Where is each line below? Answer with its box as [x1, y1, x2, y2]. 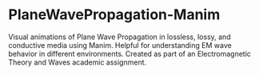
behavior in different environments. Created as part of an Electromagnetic [8, 49, 252, 58]
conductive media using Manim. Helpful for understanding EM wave [8, 40, 232, 49]
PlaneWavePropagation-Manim [8, 6, 221, 24]
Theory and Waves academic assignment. [8, 57, 147, 67]
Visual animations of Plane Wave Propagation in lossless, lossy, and [8, 32, 231, 41]
